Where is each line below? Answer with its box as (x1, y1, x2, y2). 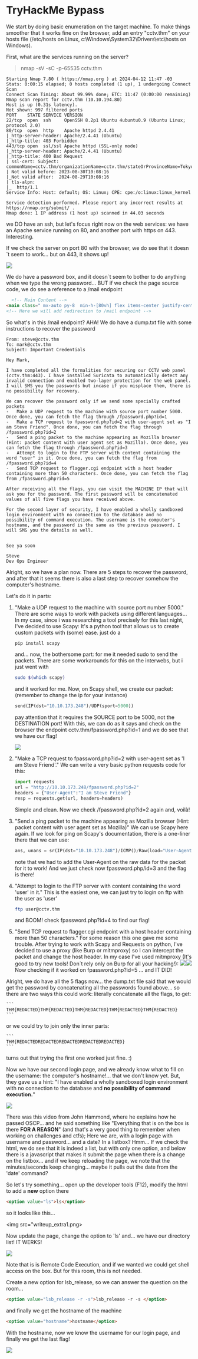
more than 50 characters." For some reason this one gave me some (14, 935, 179, 942)
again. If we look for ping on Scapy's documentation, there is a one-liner (14, 830, 190, 837)
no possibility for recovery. (6, 388, 81, 394)
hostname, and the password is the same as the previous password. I (6, 522, 181, 528)
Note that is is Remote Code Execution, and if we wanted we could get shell (6, 1261, 190, 1268)
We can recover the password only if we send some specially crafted (6, 398, 181, 404)
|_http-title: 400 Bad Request (6, 153, 83, 159)
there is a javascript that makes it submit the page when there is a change (6, 1151, 186, 1158)
